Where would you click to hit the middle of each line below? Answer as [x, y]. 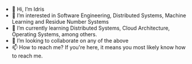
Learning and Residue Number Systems [60, 22]
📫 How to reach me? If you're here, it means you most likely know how [99, 47]
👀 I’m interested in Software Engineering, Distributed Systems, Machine [99, 15]
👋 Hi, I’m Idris [28, 9]
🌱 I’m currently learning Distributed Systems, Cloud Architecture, [91, 28]
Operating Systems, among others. [55, 34]
